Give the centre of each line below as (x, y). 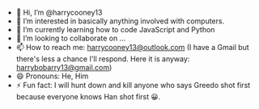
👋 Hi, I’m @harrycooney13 (59, 13)
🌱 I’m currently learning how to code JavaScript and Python (115, 29)
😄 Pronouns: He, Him (52, 76)
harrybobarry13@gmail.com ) (64, 67)
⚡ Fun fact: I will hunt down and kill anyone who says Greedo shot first (133, 85)
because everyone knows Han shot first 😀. (88, 96)
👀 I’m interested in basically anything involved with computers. (120, 21)
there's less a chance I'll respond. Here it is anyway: (103, 59)
